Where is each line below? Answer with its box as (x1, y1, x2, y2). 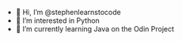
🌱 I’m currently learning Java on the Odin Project (15, 24, 175, 33)
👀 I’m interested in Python (15, 16, 100, 25)
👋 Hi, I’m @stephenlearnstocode (15, 8, 121, 17)
